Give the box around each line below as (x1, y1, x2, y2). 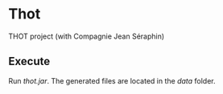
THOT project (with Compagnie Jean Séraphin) (8, 31, 165, 41)
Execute (8, 55, 51, 68)
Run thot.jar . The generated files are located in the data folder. (8, 76, 216, 85)
